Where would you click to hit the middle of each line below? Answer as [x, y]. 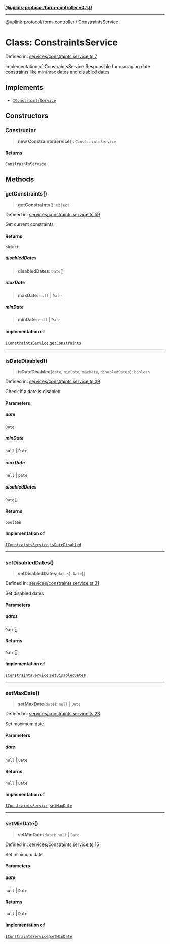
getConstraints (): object [44, 205]
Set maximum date [25, 724]
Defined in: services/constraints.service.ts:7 [51, 56]
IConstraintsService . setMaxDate [39, 806]
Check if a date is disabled [33, 391]
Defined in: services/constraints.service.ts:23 [53, 714]
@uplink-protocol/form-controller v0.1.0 [49, 7]
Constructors [27, 116]
